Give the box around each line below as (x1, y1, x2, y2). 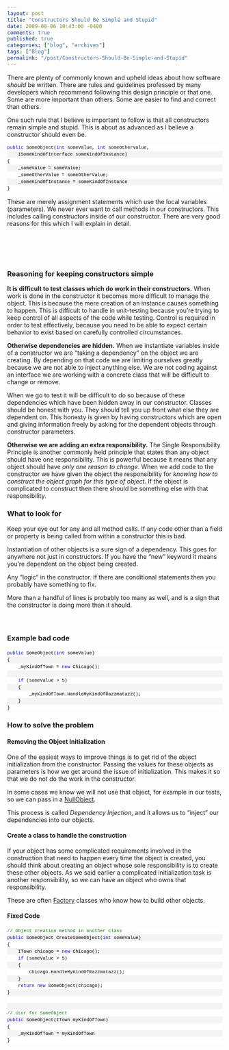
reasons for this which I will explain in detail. (7, 219, 131, 227)
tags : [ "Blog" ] (7, 49, 51, 55)
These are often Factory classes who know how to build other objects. (7, 896, 205, 904)
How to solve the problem (7, 721, 94, 730)
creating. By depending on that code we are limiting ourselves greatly (7, 356, 203, 364)
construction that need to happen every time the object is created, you (7, 853, 206, 862)
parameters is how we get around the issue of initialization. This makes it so (7, 767, 221, 775)
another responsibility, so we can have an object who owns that (7, 875, 187, 884)
